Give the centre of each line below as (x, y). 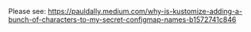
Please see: (27, 11)
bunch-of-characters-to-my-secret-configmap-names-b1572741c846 (122, 20)
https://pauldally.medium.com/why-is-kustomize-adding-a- (145, 11)
